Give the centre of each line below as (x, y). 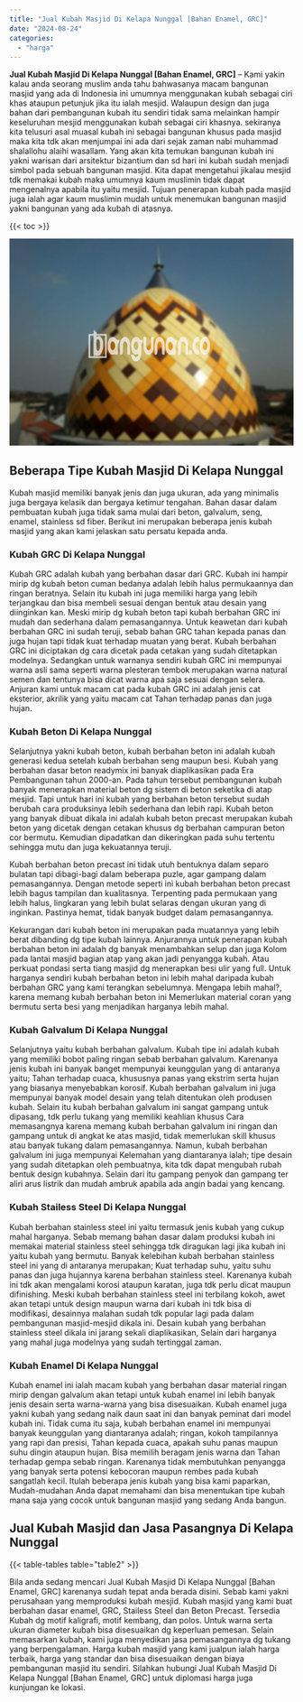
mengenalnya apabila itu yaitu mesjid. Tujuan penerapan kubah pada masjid (150, 190)
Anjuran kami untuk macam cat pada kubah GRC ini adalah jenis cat (135, 689)
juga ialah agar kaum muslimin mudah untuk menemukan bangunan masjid (148, 199)
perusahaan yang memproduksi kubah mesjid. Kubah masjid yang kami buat (151, 1601)
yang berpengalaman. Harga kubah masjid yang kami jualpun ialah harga (144, 1649)
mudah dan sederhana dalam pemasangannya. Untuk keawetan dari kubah (149, 622)
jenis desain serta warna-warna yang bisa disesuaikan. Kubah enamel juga (148, 1404)
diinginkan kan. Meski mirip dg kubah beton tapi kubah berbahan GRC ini (145, 612)
